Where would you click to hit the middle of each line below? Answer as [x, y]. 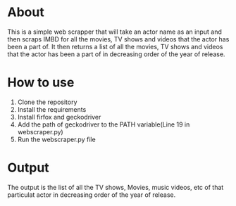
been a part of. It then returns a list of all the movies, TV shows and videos [115, 46]
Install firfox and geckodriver [59, 117]
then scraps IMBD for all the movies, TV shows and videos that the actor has [118, 39]
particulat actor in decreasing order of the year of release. [92, 195]
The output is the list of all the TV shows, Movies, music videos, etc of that [116, 187]
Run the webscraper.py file [57, 139]
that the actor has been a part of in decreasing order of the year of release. [116, 54]
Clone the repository [47, 102]
